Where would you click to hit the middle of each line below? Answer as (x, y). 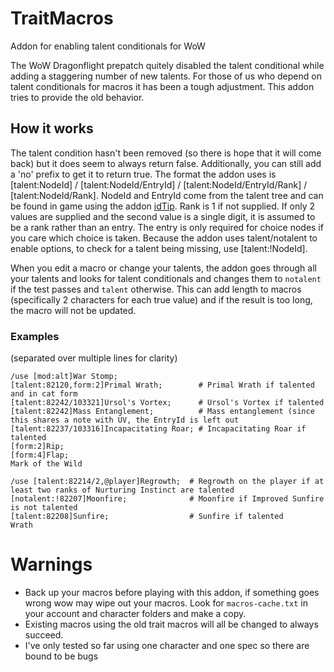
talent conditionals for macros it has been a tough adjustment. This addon (162, 86)
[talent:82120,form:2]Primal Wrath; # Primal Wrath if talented (162, 385)
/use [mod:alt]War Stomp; (64, 377)
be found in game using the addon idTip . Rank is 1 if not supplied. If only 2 (163, 206)
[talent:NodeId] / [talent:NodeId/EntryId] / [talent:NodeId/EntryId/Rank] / (159, 184)
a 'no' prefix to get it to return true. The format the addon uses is (143, 174)
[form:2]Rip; (37, 447)
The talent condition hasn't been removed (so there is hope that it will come (166, 153)
